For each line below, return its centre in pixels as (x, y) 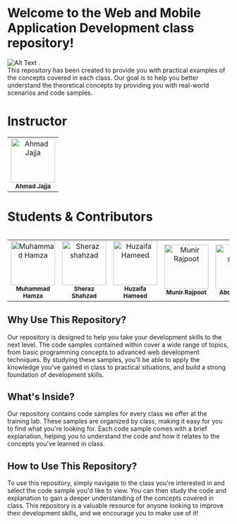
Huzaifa (135, 289)
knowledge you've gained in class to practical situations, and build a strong (116, 367)
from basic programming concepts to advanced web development (103, 352)
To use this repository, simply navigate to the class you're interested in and (116, 483)
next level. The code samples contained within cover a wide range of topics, (118, 344)
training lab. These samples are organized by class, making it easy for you (115, 421)
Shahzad (84, 296)
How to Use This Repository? (72, 466)
